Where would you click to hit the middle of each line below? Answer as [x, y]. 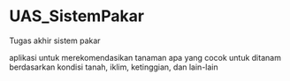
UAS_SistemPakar [76, 16]
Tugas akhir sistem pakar [55, 40]
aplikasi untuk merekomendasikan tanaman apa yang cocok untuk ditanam [145, 57]
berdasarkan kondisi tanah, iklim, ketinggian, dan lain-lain [114, 67]
